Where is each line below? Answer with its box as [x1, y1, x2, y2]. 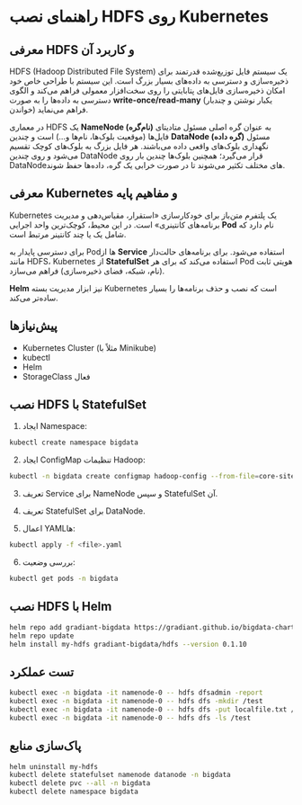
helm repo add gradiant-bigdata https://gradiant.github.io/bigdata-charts [9, 622, 299, 631]
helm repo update [9, 631, 75, 640]
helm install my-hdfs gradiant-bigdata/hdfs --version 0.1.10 [9, 640, 247, 648]
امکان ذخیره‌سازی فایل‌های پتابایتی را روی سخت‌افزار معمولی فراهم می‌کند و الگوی [9, 85, 286, 95]
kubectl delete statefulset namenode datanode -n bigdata [9, 771, 231, 780]
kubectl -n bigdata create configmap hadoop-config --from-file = [9, 472, 259, 481]
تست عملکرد [9, 664, 75, 680]
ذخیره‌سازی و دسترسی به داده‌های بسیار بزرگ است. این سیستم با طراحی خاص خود [9, 76, 289, 86]
